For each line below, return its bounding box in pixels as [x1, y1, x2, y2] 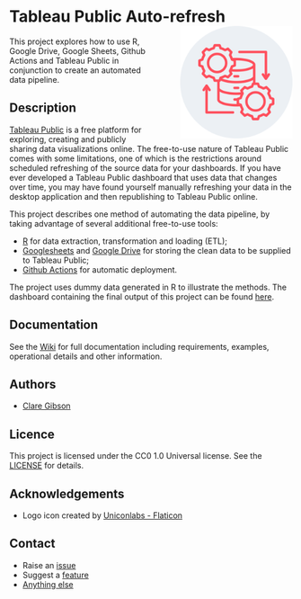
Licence [9, 426, 56, 442]
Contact [9, 536, 56, 551]
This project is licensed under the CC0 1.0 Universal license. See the [9, 451, 262, 461]
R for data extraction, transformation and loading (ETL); [22, 236, 227, 246]
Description [9, 101, 76, 116]
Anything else [22, 578, 74, 590]
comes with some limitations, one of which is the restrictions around [9, 153, 262, 164]
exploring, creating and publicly [9, 133, 127, 145]
